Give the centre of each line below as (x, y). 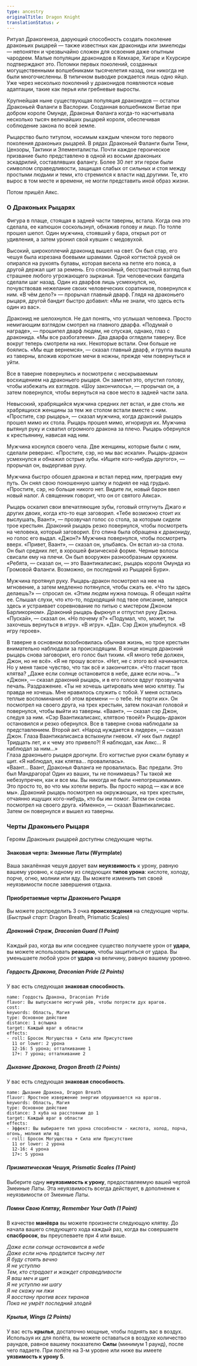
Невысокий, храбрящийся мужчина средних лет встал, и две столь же (96, 403)
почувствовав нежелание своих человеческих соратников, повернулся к (99, 288)
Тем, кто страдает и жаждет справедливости (64, 1272)
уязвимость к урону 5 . (36, 1357)
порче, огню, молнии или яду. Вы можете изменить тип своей (85, 878)
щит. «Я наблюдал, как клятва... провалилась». (66, 761)
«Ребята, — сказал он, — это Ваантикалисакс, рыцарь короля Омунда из (98, 563)
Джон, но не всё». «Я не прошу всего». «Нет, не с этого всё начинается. (98, 661)
